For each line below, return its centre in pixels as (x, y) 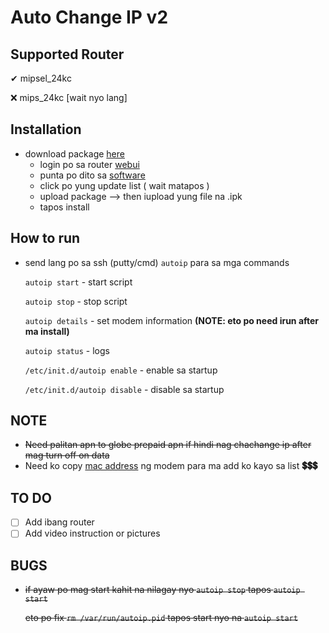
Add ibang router (59, 522)
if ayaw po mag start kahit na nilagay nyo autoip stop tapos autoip (162, 590)
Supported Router (67, 54)
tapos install (64, 207)
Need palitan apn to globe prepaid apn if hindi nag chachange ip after (168, 445)
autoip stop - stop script (76, 301)
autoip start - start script (78, 282)
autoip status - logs (67, 350)
